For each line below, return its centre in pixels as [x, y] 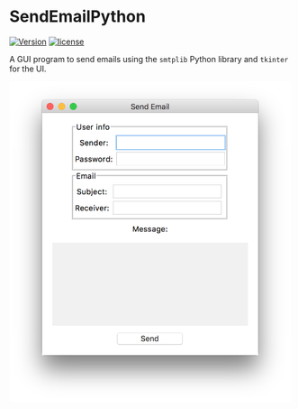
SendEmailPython [77, 17]
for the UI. [28, 69]
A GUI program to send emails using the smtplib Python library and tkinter [149, 59]
